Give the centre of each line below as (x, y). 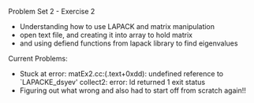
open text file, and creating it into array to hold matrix (106, 35)
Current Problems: (38, 59)
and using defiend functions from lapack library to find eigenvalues (129, 43)
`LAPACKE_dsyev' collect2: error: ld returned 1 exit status (112, 82)
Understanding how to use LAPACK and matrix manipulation (117, 26)
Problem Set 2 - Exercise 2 (52, 11)
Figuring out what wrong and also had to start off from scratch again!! (133, 90)
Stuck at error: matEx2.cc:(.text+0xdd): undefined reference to (121, 74)
